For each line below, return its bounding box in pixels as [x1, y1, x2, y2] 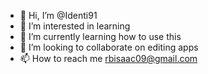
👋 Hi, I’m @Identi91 [19, 10, 98, 21]
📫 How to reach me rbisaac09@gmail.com [19, 53, 198, 64]
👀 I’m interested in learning [19, 20, 131, 32]
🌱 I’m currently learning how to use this [19, 31, 182, 42]
